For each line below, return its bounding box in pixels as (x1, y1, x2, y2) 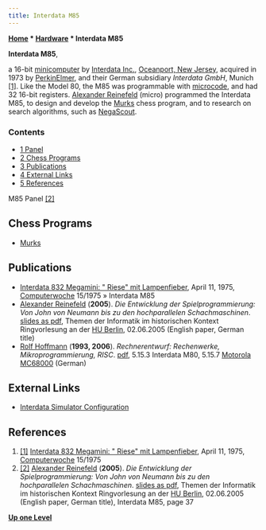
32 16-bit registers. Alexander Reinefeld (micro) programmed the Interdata (8, 89, 252, 99)
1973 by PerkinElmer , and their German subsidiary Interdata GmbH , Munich (8, 72, 254, 82)
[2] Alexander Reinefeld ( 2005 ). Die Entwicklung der (19, 463, 192, 473)
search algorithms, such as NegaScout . (8, 107, 137, 116)
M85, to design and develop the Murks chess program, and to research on (8, 98, 252, 107)
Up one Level (8, 512, 52, 522)
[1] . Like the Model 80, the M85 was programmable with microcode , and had (8, 81, 258, 91)
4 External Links (19, 170, 73, 179)
